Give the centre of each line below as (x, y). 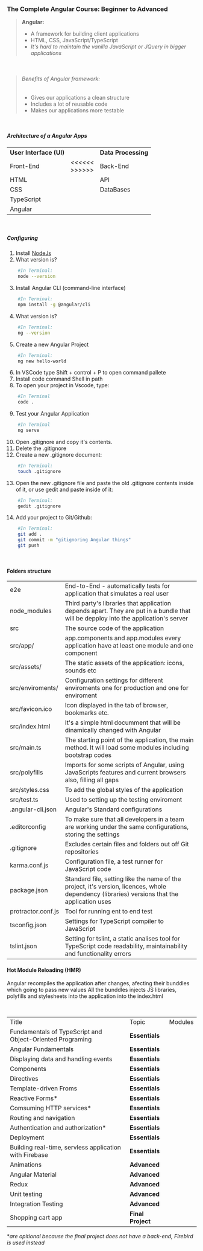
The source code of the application (114, 628)
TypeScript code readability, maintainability (126, 946)
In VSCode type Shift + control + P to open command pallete (91, 373)
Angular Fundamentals (42, 1049)
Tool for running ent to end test (109, 912)
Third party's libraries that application (118, 603)
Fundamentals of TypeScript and (56, 1032)
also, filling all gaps (92, 780)
